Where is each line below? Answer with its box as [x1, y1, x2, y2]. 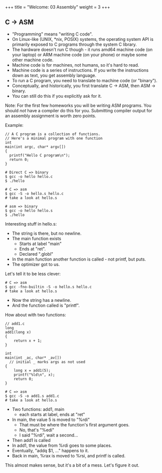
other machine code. [12, 57, 54, 63]
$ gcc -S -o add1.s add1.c [5, 393, 59, 398]
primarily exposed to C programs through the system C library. [12, 41, 137, 47]
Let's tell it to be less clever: [5, 271, 61, 277]
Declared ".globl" [19, 251, 54, 257]
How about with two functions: [5, 312, 66, 317]
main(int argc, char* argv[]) [5, 144, 66, 149]
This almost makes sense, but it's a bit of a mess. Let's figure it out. [5, 462, 139, 468]
